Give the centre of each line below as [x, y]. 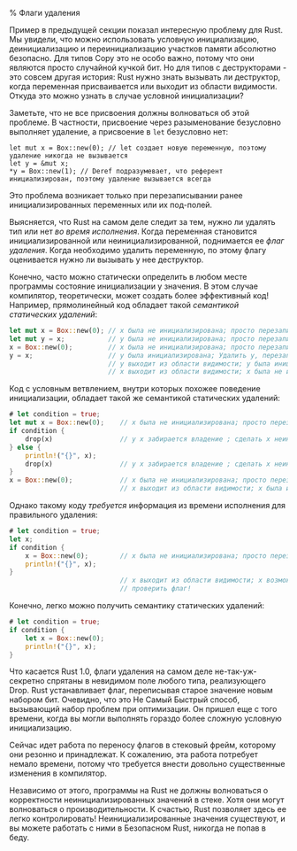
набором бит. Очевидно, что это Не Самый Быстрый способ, [125, 700]
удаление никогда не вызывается [69, 156]
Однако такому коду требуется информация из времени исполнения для [147, 505]
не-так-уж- [236, 671]
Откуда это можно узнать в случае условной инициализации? [127, 96]
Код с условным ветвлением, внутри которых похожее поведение [135, 389]
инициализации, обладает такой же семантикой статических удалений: [145, 398]
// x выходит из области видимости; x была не [195, 372]
